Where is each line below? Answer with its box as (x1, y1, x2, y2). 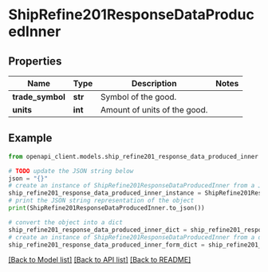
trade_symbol (12, 92, 66, 102)
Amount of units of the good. (100, 104, 208, 115)
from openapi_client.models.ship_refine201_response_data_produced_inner (8, 152, 259, 160)
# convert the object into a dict (8, 218, 124, 227)
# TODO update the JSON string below (8, 167, 134, 175)
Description (131, 78, 177, 89)
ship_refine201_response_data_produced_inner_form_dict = (8, 241, 205, 249)
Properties (8, 54, 62, 68)
